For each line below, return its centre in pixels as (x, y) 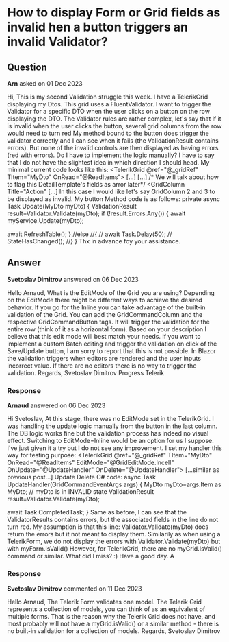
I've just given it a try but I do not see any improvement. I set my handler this (114, 448)
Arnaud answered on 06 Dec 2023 (56, 405)
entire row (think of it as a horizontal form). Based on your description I (107, 329)
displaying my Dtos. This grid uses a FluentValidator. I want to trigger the (109, 104)
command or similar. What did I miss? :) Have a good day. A (91, 556)
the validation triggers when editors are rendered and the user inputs (104, 358)
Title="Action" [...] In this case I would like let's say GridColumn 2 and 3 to (111, 191)
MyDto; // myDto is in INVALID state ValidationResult (81, 492)
